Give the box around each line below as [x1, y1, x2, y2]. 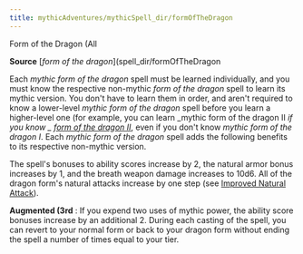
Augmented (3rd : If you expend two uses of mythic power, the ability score [9, 205, 294, 216]
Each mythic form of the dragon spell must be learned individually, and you [9, 73, 290, 84]
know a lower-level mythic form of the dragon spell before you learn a [9, 102, 271, 113]
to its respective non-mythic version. [9, 141, 147, 151]
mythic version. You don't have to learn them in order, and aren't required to [9, 93, 293, 103]
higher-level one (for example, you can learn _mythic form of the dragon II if [9, 112, 293, 122]
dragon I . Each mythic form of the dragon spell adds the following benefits [9, 131, 288, 142]
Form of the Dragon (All [9, 38, 98, 49]
